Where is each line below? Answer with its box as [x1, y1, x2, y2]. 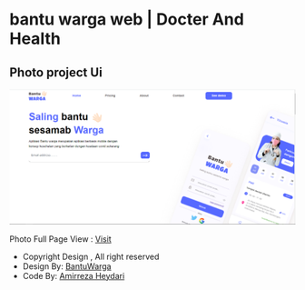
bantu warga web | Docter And [9, 9, 245, 30]
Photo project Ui [9, 65, 103, 80]
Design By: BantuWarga [22, 260, 112, 272]
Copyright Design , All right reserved [22, 251, 160, 262]
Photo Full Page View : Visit [9, 233, 112, 245]
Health [9, 28, 61, 49]
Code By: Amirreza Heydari [22, 270, 125, 281]
